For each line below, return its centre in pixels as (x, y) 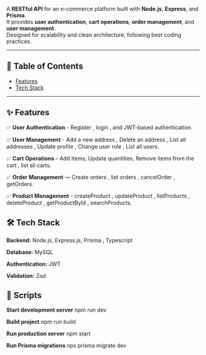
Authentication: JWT (34, 264)
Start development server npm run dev (57, 310)
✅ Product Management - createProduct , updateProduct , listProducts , (98, 196)
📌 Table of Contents (45, 66)
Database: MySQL (30, 252)
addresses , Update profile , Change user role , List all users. (83, 146)
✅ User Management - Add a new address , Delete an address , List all (96, 140)
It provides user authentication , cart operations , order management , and (100, 22)
